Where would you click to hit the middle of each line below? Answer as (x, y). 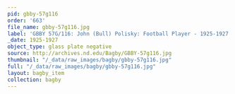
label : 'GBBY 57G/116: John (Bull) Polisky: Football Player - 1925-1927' (120, 34)
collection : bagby (34, 80)
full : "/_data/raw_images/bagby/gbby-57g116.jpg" (82, 66)
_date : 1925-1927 (33, 40)
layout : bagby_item (36, 73)
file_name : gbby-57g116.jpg (49, 27)
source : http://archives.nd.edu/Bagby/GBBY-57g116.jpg (90, 54)
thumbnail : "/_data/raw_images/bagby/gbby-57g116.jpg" (90, 60)
